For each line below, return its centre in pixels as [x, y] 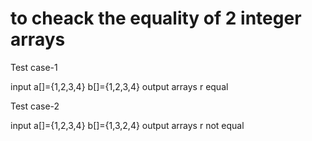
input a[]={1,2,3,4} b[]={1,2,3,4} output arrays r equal [119, 86]
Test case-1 [34, 67]
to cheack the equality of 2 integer [156, 18]
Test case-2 [35, 106]
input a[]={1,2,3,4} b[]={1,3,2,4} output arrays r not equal [127, 125]
